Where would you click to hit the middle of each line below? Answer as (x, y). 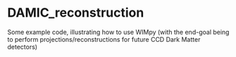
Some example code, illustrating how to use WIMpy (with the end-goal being (118, 32)
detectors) (22, 47)
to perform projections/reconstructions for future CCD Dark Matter (104, 39)
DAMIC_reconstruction (76, 13)
